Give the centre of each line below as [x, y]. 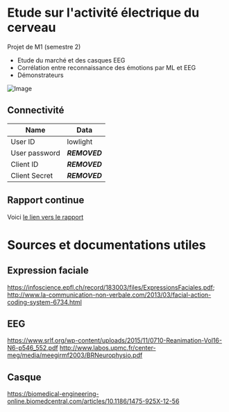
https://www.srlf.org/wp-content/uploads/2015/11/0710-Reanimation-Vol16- [114, 340]
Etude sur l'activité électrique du [103, 13]
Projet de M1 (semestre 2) [44, 47]
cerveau [32, 27]
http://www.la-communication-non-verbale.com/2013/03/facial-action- [109, 295]
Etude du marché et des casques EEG [71, 60]
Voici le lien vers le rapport [45, 217]
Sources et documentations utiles [107, 245]
